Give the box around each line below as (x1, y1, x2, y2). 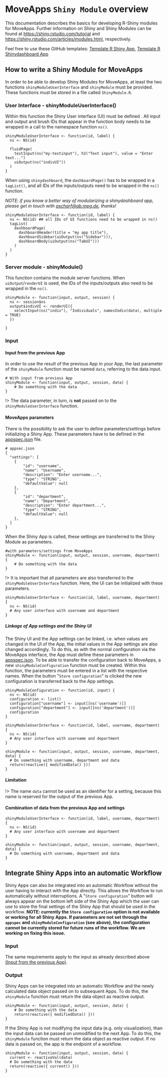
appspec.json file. (5, 436, 42, 442)
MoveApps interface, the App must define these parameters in (5, 651, 134, 657)
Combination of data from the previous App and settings (5, 805, 125, 811)
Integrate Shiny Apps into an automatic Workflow (5, 869, 162, 877)
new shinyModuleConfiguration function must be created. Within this (5, 662, 146, 668)
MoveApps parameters (5, 414, 54, 420)
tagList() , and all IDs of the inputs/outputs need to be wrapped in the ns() (5, 182, 159, 188)
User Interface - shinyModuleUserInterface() (5, 101, 116, 108)
